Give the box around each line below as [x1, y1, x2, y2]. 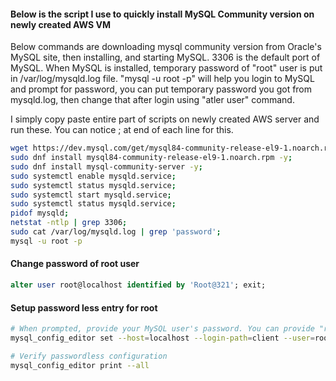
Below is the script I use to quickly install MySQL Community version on [10, 8, 315, 20]
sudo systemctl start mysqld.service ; [10, 190, 172, 200]
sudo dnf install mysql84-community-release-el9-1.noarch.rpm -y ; [10, 153, 293, 163]
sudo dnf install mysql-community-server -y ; [10, 161, 203, 172]
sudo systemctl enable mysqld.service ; [10, 171, 177, 181]
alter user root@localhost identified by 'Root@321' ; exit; [10, 280, 267, 290]
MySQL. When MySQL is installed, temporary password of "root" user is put [10, 62, 323, 74]
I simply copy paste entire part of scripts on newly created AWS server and [10, 113, 320, 125]
